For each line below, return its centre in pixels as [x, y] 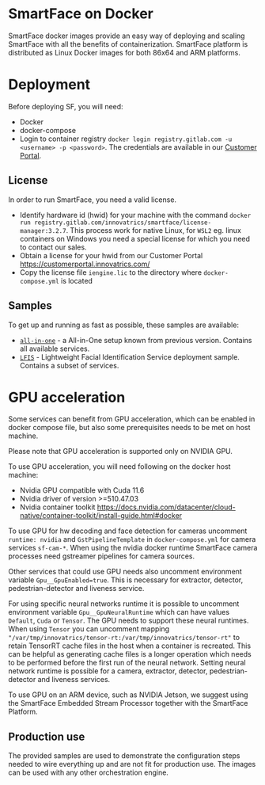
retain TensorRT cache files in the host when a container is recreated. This [130, 646]
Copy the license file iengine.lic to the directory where [111, 272]
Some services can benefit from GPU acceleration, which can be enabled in [132, 419]
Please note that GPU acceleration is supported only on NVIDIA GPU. [121, 452]
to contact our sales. [53, 247]
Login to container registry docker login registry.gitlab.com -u [126, 139]
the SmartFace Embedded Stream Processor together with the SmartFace [128, 703]
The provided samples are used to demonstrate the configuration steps [124, 756]
